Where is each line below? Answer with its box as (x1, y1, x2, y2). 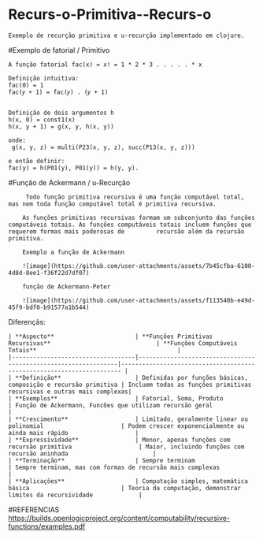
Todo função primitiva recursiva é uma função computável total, (25, 193, 245, 201)
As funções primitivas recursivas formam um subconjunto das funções (22, 214, 256, 221)
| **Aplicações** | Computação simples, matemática (8, 477, 248, 485)
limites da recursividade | (8, 491, 143, 499)
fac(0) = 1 (8, 81, 44, 89)
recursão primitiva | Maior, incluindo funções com (8, 443, 245, 451)
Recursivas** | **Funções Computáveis (8, 339, 238, 348)
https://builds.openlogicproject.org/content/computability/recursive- (8, 513, 231, 522)
